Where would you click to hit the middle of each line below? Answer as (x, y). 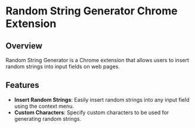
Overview (24, 46)
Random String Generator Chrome (92, 11)
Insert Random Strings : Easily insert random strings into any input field (102, 99)
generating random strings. (48, 118)
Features (22, 85)
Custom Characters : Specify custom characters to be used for (92, 112)
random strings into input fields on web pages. (63, 66)
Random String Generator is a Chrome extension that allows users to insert (97, 60)
